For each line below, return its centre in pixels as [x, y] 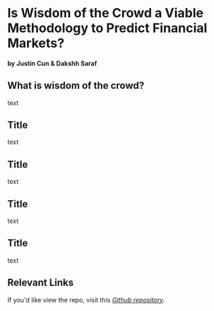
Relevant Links [41, 283]
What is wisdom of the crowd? [76, 86]
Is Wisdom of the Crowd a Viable [106, 13]
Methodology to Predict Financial [107, 28]
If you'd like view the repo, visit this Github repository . [86, 300]
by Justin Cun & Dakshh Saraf [52, 63]
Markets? [36, 43]
